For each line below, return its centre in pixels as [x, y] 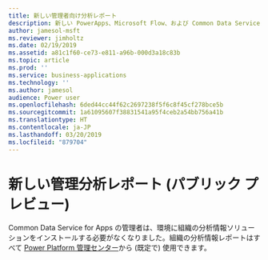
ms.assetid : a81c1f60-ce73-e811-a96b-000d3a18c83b [94, 53]
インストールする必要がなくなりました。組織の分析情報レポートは [144, 238]
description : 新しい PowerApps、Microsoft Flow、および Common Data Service [134, 23]
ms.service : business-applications [68, 75]
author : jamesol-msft [44, 30]
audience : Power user [44, 98]
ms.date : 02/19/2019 [43, 46]
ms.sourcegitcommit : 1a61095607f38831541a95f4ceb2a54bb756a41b [116, 113]
